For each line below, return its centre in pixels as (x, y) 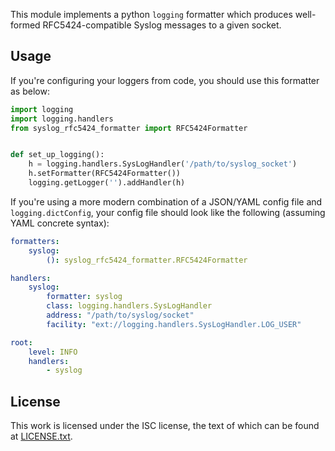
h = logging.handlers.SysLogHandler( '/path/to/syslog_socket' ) (163, 164)
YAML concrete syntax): (60, 223)
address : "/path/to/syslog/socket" (120, 315)
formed (25, 25)
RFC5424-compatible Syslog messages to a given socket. (162, 25)
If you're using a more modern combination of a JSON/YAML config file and (166, 201)
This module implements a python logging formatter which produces (151, 14)
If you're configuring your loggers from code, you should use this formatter (165, 80)
